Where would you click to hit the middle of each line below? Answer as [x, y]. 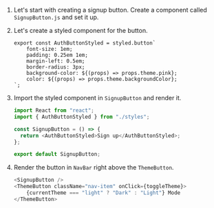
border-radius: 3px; [56, 67]
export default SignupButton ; [57, 154]
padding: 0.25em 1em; [57, 55]
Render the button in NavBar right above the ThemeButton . [94, 167]
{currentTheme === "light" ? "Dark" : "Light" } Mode [104, 193]
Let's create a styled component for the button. [81, 31]
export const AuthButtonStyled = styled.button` [85, 43]
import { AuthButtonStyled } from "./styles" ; [82, 117]
